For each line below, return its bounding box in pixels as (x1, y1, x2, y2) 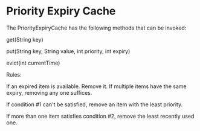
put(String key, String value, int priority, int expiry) (6, 47, 131, 55)
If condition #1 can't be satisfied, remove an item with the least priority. (6, 101, 183, 108)
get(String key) (6, 36, 44, 43)
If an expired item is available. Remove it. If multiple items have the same (6, 83, 187, 90)
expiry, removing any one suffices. (6, 89, 92, 96)
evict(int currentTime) (6, 59, 60, 66)
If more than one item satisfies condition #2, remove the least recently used (6, 112, 195, 120)
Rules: (6, 71, 22, 78)
